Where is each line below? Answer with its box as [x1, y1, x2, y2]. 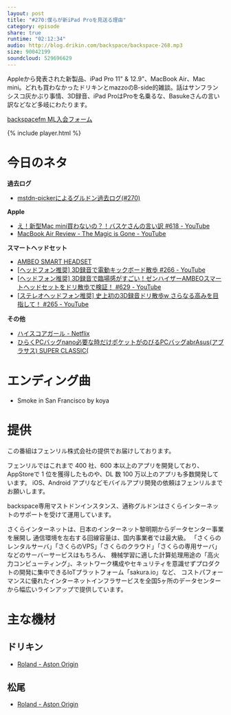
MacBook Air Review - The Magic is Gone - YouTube [16, 229, 166, 237]
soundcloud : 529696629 [7, 55, 72, 62]
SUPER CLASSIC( [38, 346, 89, 354]
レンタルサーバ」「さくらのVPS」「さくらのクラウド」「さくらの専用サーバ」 [7, 542, 221, 551]
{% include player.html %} [7, 129, 81, 137]
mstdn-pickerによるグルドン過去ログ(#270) [16, 193, 141, 202]
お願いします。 [7, 487, 49, 495]
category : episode [7, 23, 60, 30]
